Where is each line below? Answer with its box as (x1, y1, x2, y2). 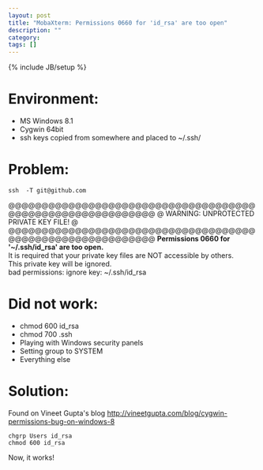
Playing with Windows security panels (19, 338, 144, 347)
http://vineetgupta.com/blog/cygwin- (107, 408, 227, 418)
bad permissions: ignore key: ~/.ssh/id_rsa (8, 267, 147, 277)
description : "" (8, 26, 62, 34)
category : (8, 33, 41, 42)
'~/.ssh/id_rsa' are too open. (8, 242, 104, 252)
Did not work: (8, 295, 99, 313)
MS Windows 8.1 (19, 116, 73, 126)
